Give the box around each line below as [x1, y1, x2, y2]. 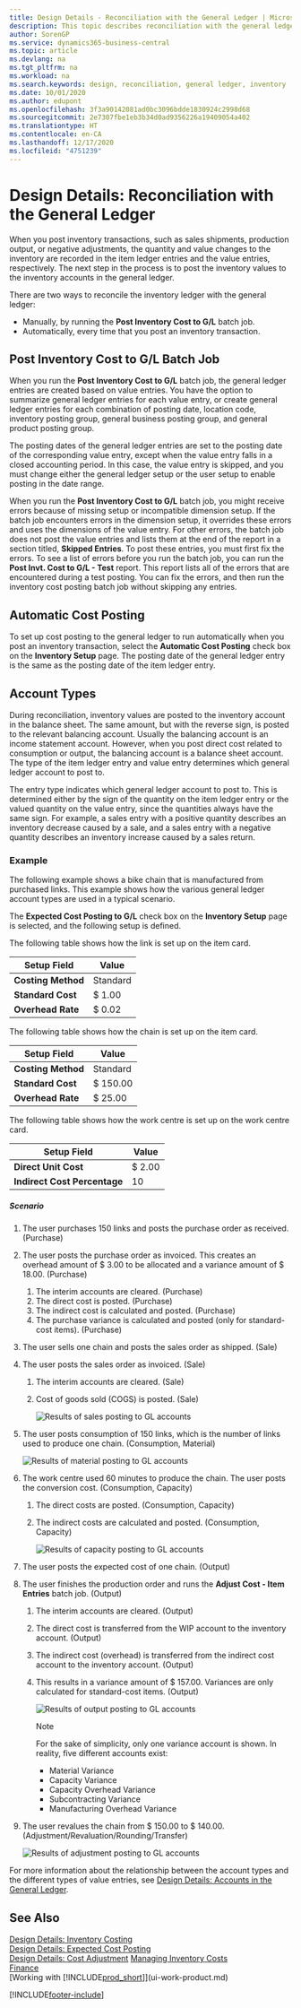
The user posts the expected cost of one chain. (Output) [21, 1562, 231, 1572]
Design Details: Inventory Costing [9, 1934, 133, 1945]
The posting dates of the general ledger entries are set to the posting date [9, 440, 283, 451]
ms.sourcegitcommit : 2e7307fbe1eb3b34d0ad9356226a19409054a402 [9, 113, 251, 122]
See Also [9, 1910, 60, 1926]
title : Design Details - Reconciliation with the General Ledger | [9, 13, 267, 22]
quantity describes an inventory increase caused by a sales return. [9, 832, 255, 843]
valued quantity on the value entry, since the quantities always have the [9, 803, 274, 814]
